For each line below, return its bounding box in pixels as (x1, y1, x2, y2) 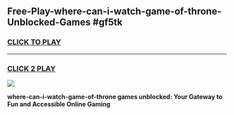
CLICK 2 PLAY (7, 63, 56, 73)
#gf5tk (93, 17, 123, 29)
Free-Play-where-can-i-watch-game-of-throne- (7, 6, 221, 17)
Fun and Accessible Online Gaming (7, 100, 111, 108)
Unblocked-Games (7, 17, 91, 29)
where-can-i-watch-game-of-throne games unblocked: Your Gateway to (7, 92, 223, 100)
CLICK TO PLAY (7, 38, 61, 47)
